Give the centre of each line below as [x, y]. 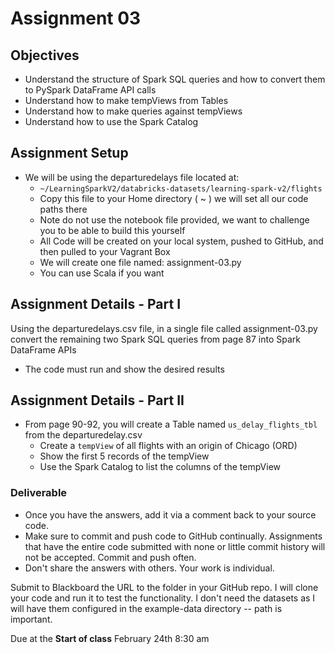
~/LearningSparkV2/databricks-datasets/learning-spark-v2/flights [181, 188]
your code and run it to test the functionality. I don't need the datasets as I [163, 598]
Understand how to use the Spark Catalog [111, 121]
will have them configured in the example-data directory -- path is [146, 608]
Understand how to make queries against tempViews [133, 111]
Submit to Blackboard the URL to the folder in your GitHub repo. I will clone [164, 587]
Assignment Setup [69, 153]
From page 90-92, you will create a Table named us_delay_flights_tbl [171, 424]
